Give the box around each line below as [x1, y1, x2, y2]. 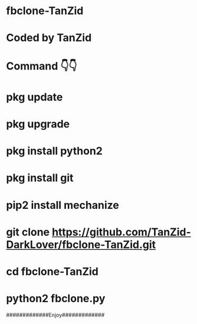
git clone [6, 225, 50, 238]
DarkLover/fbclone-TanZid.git [6, 238, 156, 251]
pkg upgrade [6, 117, 70, 130]
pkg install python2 [6, 145, 103, 158]
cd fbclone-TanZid [6, 264, 99, 278]
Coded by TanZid [6, 31, 92, 45]
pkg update [6, 90, 63, 104]
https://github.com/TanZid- [52, 225, 191, 238]
